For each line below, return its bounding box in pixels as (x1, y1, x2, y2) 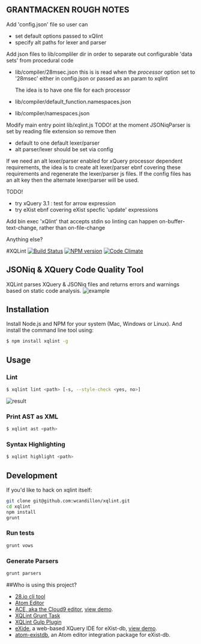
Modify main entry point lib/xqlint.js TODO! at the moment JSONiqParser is (6, 121, 191, 128)
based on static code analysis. (6, 287, 82, 294)
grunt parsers (6, 570, 42, 576)
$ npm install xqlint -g (6, 339, 68, 345)
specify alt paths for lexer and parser (14, 38, 107, 46)
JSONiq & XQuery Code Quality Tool (6, 265, 144, 275)
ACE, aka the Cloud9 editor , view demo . (14, 606, 113, 613)
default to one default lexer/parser (14, 139, 100, 146)
